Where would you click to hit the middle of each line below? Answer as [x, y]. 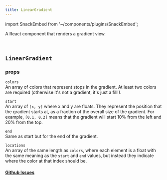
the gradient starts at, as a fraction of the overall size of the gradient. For [80, 112]
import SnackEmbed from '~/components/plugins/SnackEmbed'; [72, 24]
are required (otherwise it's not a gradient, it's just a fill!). [63, 92]
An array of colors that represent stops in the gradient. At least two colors [81, 87]
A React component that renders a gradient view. [56, 33]
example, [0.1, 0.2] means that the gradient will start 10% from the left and [83, 117]
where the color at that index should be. [46, 161]
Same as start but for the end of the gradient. [52, 136]
